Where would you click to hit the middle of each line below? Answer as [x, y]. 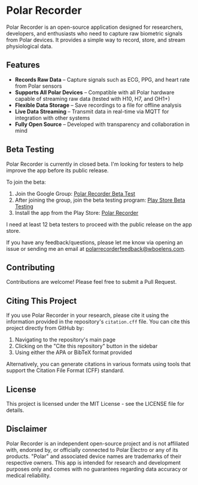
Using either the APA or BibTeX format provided [74, 352]
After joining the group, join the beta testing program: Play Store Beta [100, 200]
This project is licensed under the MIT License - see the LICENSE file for [95, 404]
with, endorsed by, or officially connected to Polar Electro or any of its [92, 450]
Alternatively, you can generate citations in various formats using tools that [98, 364]
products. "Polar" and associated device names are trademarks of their [94, 456]
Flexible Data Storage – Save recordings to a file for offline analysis [98, 105]
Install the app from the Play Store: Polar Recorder [77, 212]
